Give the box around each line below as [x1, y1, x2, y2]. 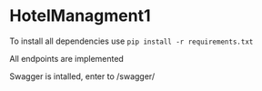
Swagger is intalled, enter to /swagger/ [9, 70, 156, 82]
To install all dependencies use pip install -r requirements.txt [9, 35, 254, 46]
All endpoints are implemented [9, 53, 125, 64]
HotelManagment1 [9, 5, 152, 26]
